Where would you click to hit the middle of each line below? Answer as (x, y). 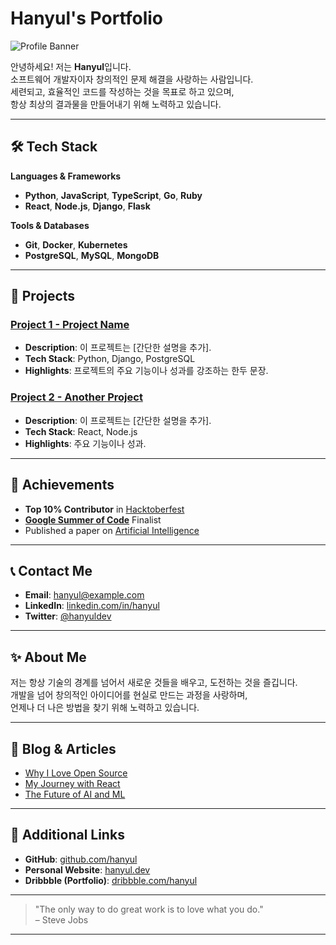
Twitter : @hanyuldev (68, 616)
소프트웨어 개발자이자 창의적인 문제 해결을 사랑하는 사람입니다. (132, 79)
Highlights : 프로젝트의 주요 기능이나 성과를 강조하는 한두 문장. (146, 371)
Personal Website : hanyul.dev (87, 869)
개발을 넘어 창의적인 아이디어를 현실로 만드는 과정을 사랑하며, (129, 695)
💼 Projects (43, 296)
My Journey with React (72, 783)
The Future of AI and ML (75, 794)
